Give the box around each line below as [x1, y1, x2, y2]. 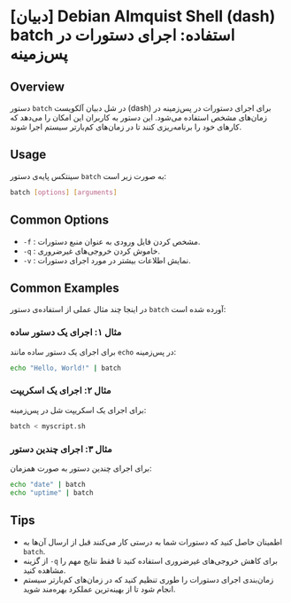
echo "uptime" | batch [10, 488, 94, 497]
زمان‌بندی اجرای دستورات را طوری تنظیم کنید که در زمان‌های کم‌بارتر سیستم [22, 574, 274, 584]
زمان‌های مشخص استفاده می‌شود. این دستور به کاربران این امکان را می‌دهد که [10, 113, 268, 122]
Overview [10, 79, 65, 94]
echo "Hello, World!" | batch [10, 364, 122, 372]
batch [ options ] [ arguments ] [10, 188, 118, 197]
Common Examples [10, 280, 120, 295]
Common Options [10, 213, 110, 228]
